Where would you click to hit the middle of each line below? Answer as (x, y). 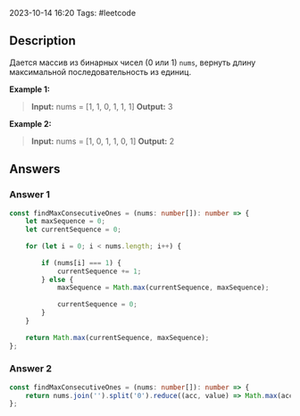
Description (42, 41)
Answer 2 (30, 369)
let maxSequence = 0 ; (65, 221)
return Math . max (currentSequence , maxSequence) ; (117, 337)
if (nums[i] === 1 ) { (82, 262)
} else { (58, 279)
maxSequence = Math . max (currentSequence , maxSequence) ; (163, 288)
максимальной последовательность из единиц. (100, 71)
